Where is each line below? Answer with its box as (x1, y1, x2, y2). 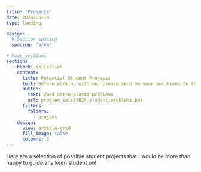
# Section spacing (11, 37, 58, 43)
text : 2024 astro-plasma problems (28, 92, 114, 98)
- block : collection (11, 64, 63, 70)
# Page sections (6, 53, 47, 59)
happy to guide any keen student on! (6, 159, 97, 166)
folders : (28, 108, 50, 114)
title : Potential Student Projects (22, 75, 111, 81)
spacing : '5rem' (11, 42, 52, 48)
